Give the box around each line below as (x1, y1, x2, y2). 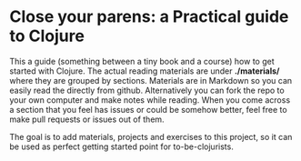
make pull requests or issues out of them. (9, 114, 166, 125)
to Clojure (9, 25, 85, 46)
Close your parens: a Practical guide (9, 6, 289, 27)
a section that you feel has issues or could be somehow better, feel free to (9, 104, 288, 115)
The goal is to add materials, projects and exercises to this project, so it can (9, 131, 293, 142)
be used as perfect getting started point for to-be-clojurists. (9, 141, 234, 152)
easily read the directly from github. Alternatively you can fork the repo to (9, 85, 285, 96)
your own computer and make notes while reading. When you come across (9, 94, 291, 106)
